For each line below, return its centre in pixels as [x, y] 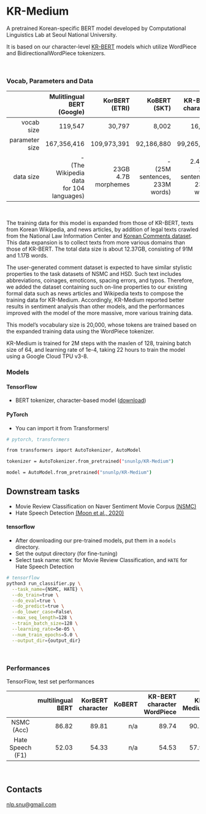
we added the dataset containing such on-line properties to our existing [97, 287]
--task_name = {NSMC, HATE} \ [48, 589]
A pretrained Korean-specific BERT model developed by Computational [96, 28]
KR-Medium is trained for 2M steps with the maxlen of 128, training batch [99, 343]
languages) [68, 196]
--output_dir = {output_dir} [46, 641]
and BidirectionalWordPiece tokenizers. [56, 53]
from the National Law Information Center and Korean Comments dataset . [99, 236]
